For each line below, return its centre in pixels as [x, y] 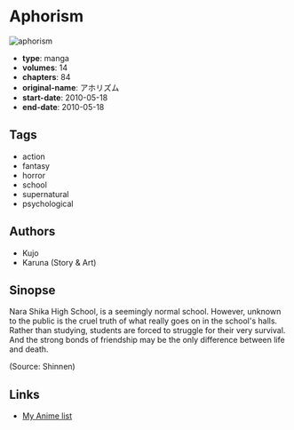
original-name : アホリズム [71, 87]
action [34, 156]
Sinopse [32, 290]
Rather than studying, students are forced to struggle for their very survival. [147, 330]
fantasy [36, 165]
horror [34, 175]
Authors [32, 231]
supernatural [45, 194]
